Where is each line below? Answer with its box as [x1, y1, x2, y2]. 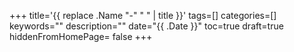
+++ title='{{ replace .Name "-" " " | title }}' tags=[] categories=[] [9, 10, 277, 21]
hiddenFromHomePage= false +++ [9, 31, 153, 42]
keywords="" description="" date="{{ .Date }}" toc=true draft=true [9, 20, 284, 32]
